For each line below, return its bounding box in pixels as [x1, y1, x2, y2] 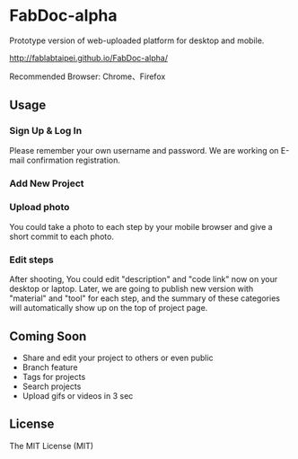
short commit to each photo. [9, 231, 115, 242]
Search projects [22, 381, 82, 392]
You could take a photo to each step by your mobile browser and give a [9, 221, 273, 232]
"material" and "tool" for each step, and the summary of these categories [9, 293, 281, 304]
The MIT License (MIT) [9, 440, 94, 451]
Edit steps [9, 253, 54, 266]
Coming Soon [9, 329, 87, 344]
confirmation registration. [26, 154, 121, 165]
